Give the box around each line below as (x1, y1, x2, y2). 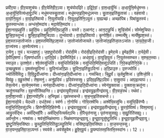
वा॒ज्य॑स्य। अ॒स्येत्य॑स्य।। (5, 43, 44, 49)
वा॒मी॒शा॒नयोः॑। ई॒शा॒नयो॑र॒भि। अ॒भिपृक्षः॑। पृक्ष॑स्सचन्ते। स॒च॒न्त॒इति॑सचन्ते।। (5, 94, 114, 99)
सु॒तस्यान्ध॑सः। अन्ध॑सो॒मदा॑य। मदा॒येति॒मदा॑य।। (5, 21, 76, 27)
